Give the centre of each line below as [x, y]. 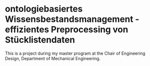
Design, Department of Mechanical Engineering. [53, 58]
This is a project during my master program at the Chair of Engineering [75, 53]
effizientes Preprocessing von [67, 30]
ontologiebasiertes [44, 9]
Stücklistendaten [40, 40]
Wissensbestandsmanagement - [72, 19]
